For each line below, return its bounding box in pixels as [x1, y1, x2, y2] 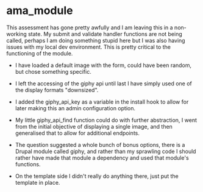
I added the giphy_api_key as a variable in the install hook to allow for [15, 98, 189, 105]
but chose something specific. [15, 68, 91, 75]
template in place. [15, 179, 60, 186]
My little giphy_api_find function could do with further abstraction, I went [15, 116, 197, 124]
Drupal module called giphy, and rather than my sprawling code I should [15, 148, 196, 155]
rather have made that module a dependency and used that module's [15, 154, 189, 162]
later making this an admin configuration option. [15, 104, 136, 112]
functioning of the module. [6, 49, 73, 57]
